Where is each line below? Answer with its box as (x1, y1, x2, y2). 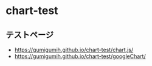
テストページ (5, 29, 54, 40)
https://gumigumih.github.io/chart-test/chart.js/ (14, 46, 134, 53)
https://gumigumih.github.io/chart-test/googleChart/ (14, 53, 147, 60)
